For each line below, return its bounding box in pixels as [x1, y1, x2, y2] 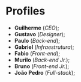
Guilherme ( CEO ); [14, 24, 59, 31]
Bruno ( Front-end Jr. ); [14, 62, 70, 70]
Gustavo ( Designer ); [14, 30, 65, 37]
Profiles [5, 4, 46, 18]
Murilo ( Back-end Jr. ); [14, 56, 70, 63]
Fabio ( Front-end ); [14, 49, 61, 57]
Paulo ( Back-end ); [14, 37, 61, 44]
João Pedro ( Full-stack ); [14, 69, 76, 76]
